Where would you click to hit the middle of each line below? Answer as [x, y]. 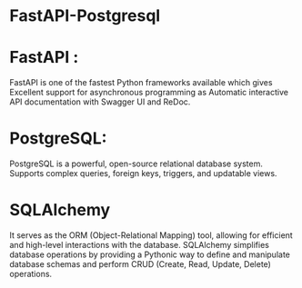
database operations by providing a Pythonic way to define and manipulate [150, 254]
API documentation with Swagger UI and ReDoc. [100, 102]
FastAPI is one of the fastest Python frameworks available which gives [141, 83]
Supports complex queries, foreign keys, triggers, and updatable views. [143, 174]
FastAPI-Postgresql [85, 16]
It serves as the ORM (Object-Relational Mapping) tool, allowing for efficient [151, 235]
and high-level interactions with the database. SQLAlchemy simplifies [140, 245]
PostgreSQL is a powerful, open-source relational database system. [136, 164]
